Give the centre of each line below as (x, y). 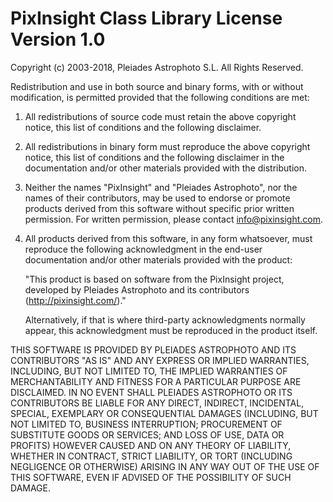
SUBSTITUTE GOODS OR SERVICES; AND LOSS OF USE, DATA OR (147, 434)
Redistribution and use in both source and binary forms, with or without (157, 86)
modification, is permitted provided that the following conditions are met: (160, 97)
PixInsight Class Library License (146, 18)
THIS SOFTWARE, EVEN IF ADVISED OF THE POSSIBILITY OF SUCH (151, 477)
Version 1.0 (58, 39)
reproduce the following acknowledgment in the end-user (143, 249)
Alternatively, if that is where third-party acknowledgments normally (165, 319)
